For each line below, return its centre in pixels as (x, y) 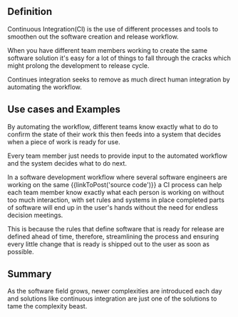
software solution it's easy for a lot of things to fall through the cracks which (119, 58)
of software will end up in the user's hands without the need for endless (113, 207)
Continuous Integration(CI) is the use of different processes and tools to (113, 29)
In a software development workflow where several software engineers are (118, 177)
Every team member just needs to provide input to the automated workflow (118, 156)
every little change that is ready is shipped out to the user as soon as (109, 244)
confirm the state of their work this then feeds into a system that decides (114, 134)
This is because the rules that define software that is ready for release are (116, 228)
